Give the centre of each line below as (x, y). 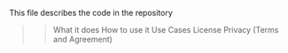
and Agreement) (83, 39)
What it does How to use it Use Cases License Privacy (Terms (166, 30)
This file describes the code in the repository (91, 13)
